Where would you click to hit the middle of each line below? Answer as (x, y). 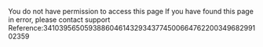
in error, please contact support (59, 20)
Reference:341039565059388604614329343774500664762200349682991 (132, 28)
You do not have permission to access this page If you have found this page (131, 11)
